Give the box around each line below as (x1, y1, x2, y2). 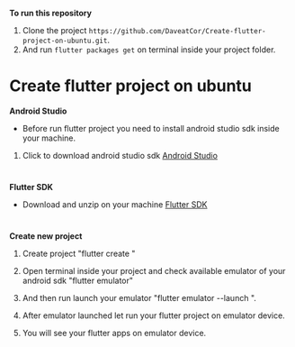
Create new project (9, 231, 83, 242)
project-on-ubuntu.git (22, 36, 108, 45)
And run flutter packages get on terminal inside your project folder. (22, 44, 276, 55)
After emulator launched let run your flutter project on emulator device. (22, 310, 285, 321)
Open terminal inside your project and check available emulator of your (22, 266, 286, 277)
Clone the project (22, 25, 87, 35)
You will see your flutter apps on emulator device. (22, 328, 207, 339)
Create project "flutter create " (22, 248, 136, 260)
